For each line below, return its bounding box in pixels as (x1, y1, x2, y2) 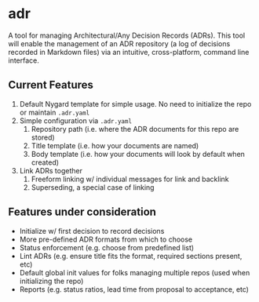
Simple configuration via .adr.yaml (19, 115, 132, 126)
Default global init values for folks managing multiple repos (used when (19, 267, 250, 277)
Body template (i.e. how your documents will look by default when (31, 149, 246, 158)
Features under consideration (8, 206, 157, 219)
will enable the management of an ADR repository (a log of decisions (8, 38, 231, 48)
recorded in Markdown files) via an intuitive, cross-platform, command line (8, 47, 250, 56)
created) (31, 158, 60, 167)
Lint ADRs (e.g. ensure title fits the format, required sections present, (19, 251, 243, 260)
